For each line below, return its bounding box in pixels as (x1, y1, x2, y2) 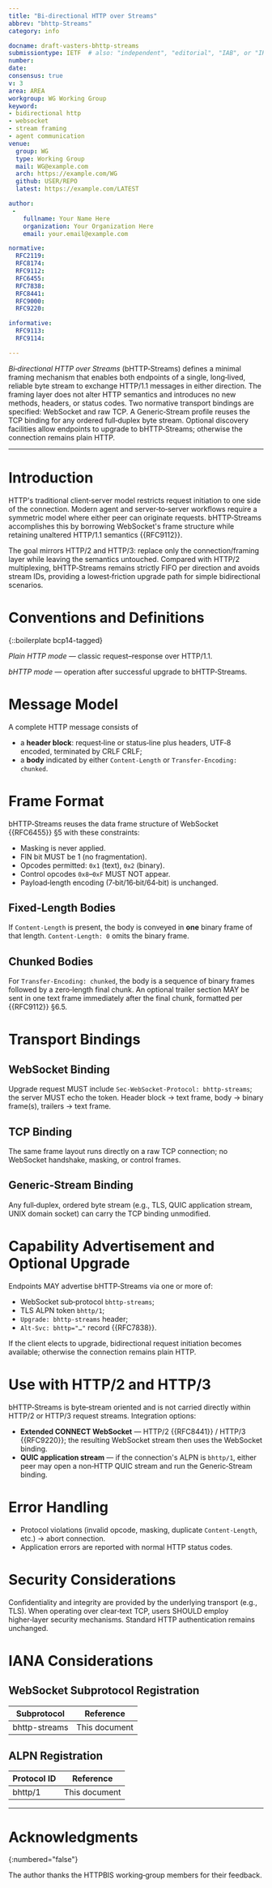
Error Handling (8, 1498, 109, 1517)
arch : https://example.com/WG (15, 169, 117, 178)
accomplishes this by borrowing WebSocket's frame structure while (8, 521, 235, 531)
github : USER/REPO (15, 178, 79, 186)
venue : (8, 139, 31, 148)
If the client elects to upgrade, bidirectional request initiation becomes (8, 1338, 242, 1348)
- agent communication (8, 132, 85, 140)
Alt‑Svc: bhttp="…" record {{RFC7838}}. (19, 1323, 157, 1332)
